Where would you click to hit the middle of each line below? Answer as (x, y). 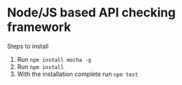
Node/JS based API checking (91, 13)
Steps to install (28, 46)
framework (39, 27)
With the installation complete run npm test (77, 74)
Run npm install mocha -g (54, 59)
